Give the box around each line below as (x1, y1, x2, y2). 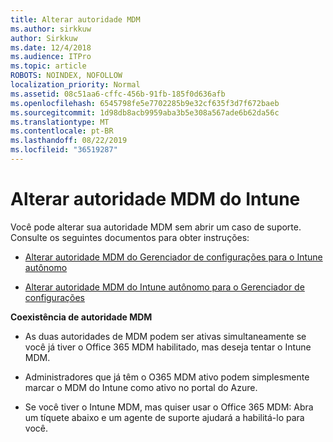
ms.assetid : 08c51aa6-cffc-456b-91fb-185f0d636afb (10, 89, 226, 99)
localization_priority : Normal (10, 80, 141, 90)
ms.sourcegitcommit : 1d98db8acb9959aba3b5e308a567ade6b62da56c (10, 107, 280, 118)
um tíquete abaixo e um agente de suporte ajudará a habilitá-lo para (24, 411, 305, 423)
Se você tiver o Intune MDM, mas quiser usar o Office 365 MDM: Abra (24, 401, 314, 413)
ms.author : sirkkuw (10, 24, 92, 34)
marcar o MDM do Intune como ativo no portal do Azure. (24, 381, 258, 393)
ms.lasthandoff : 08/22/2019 (10, 136, 128, 146)
